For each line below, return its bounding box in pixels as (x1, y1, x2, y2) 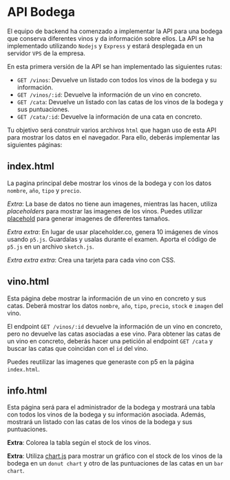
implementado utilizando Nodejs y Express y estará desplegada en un (7, 41, 203, 50)
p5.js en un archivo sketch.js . (7, 242, 94, 251)
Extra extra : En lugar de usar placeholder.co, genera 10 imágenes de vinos (7, 227, 219, 236)
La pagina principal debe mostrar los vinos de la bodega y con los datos (7, 179, 212, 187)
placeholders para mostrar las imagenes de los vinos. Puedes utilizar (7, 207, 203, 215)
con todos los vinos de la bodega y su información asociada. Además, (7, 410, 207, 419)
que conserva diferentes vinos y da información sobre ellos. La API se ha (7, 34, 215, 42)
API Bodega (7, 4, 76, 20)
